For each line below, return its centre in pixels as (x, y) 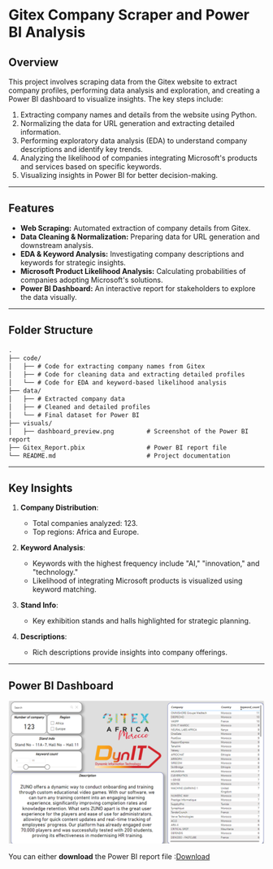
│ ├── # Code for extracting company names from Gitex (107, 366)
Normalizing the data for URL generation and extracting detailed (128, 123)
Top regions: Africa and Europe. (86, 532)
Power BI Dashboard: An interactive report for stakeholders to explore (138, 288)
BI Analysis (47, 32)
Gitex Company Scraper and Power (129, 15)
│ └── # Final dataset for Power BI (74, 415)
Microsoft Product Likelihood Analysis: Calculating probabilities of (133, 271)
